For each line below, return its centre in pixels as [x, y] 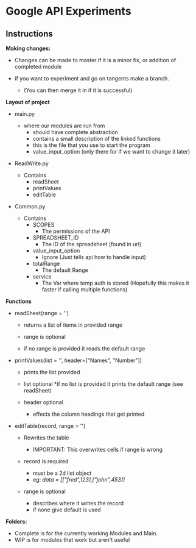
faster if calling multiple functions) [85, 290]
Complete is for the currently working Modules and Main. [86, 533]
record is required [46, 461]
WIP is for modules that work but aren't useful [72, 540]
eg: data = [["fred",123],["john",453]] [79, 479]
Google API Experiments [68, 11]
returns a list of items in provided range [73, 325]
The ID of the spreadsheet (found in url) [92, 244]
